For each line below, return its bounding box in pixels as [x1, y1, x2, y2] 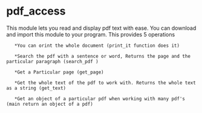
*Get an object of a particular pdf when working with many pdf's [14, 95, 186, 101]
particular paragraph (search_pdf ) [6, 58, 99, 64]
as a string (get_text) [6, 85, 67, 91]
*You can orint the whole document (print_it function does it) [14, 43, 180, 49]
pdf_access [6, 4, 66, 18]
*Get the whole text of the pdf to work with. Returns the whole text [14, 80, 197, 86]
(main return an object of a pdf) [6, 101, 94, 107]
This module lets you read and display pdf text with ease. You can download [6, 24, 197, 32]
